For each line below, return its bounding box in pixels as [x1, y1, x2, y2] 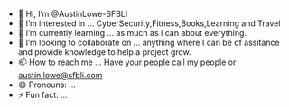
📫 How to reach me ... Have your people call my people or [17, 57, 237, 67]
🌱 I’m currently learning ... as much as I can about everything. [17, 28, 247, 38]
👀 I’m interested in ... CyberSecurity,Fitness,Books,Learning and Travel [17, 18, 281, 29]
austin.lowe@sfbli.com [17, 70, 103, 80]
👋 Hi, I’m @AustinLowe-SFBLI [17, 9, 128, 19]
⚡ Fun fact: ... [17, 90, 68, 100]
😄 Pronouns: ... [17, 79, 77, 90]
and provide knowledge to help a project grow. [17, 47, 191, 58]
